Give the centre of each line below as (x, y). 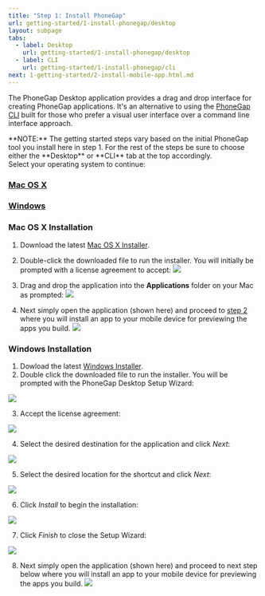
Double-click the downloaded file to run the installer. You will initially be (137, 260)
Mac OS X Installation (51, 227)
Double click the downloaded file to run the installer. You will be (124, 375)
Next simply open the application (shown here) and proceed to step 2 (134, 310)
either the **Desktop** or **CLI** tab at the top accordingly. (110, 156)
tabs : (17, 38)
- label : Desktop (44, 45)
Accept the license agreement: (70, 414)
